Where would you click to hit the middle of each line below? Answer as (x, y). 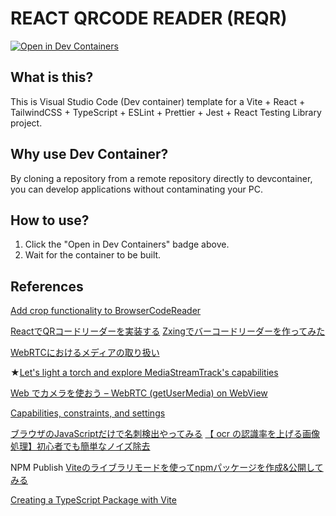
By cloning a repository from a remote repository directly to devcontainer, (161, 178)
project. (26, 123)
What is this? (52, 77)
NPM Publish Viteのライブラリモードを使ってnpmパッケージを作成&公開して (167, 468)
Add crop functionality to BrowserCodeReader (106, 311)
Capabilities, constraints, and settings (88, 413)
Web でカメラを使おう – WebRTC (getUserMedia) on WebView (139, 393)
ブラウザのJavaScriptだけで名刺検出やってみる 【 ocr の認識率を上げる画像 (165, 434)
